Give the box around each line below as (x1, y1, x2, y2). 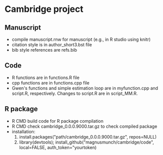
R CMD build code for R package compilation (11, 118, 104, 124)
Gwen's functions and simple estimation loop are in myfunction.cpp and (11, 85, 159, 91)
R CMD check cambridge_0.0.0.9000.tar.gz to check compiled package (11, 123, 158, 129)
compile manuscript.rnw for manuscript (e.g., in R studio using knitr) (11, 36, 151, 42)
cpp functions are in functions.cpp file (11, 79, 90, 85)
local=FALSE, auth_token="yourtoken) (19, 144, 97, 150)
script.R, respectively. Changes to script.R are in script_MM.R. (11, 90, 138, 96)
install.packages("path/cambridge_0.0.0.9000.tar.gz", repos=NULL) (19, 134, 157, 140)
